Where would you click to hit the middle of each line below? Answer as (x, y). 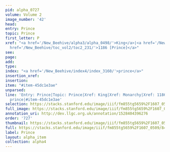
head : (11, 24)
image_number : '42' (26, 19)
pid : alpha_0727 (22, 10)
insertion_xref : (22, 76)
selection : (17, 104)
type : (11, 66)
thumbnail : (17, 123)
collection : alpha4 (26, 142)
